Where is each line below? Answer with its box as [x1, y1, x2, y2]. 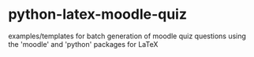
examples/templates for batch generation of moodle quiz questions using [8, 31, 247, 41]
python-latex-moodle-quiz [8, 5, 188, 23]
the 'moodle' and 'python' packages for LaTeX [8, 39, 159, 48]
